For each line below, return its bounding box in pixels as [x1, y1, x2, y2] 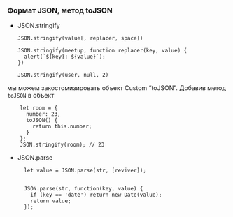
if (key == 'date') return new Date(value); [30, 191, 162, 199]
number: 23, [25, 111, 61, 118]
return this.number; [32, 123, 92, 130]
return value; [30, 197, 71, 204]
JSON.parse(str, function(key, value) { [24, 186, 143, 193]
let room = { [20, 105, 58, 112]
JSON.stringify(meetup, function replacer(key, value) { [17, 47, 188, 54]
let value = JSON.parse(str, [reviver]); [24, 167, 147, 174]
